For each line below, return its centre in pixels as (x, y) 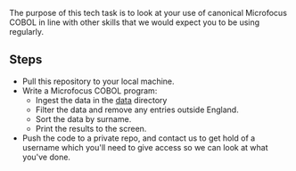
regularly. (27, 32)
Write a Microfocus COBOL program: (90, 90)
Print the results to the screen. (91, 128)
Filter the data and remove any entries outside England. (137, 110)
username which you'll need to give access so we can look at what (145, 147)
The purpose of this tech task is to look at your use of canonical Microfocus (148, 13)
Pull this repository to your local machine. (99, 81)
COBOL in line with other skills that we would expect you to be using (135, 22)
